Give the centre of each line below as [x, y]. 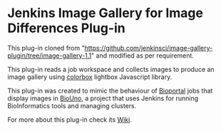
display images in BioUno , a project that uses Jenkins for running [103, 98]
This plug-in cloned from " [46, 48]
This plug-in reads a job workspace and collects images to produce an [111, 69]
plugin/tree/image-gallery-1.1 [50, 56]
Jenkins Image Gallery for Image [105, 13]
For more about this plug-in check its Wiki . [70, 120]
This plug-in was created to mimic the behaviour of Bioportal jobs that [110, 90]
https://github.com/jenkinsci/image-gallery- [149, 48]
